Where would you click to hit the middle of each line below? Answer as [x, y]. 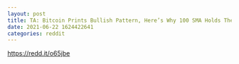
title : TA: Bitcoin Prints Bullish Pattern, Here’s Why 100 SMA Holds [114, 20]
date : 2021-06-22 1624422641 [51, 27]
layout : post [27, 14]
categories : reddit [36, 33]
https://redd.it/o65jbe [39, 53]
